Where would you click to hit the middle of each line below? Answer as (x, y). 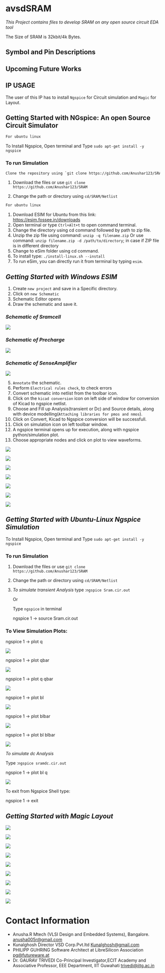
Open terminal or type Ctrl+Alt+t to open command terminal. (75, 225)
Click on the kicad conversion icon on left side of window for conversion (86, 398)
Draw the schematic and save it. (45, 304)
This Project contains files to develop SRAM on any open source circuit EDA (82, 22)
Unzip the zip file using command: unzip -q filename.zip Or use (78, 235)
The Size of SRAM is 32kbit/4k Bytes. (43, 37)
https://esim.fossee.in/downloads (46, 220)
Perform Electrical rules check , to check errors (62, 388)
